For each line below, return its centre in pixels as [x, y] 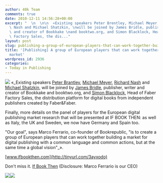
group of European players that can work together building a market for [76, 137]
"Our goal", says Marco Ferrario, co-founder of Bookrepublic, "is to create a [81, 132]
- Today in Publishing [28, 68]
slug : [10, 46]
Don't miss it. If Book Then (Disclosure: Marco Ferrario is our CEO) [72, 166]
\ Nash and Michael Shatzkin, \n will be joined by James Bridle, [77, 28]
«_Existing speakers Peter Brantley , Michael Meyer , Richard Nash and [80, 82]
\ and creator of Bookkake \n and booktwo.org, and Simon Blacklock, [80, 32]
